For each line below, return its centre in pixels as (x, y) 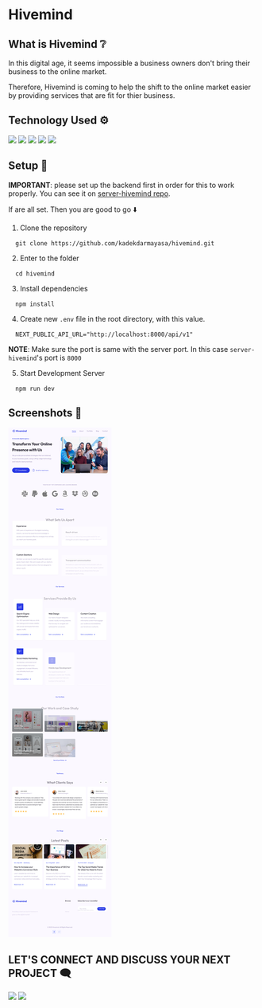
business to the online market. (58, 72)
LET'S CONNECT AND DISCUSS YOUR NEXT (119, 960)
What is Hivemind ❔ (58, 44)
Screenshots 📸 (45, 413)
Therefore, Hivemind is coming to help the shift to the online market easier (130, 87)
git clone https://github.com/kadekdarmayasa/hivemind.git (115, 243)
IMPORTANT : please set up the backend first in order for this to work (121, 185)
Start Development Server (62, 373)
